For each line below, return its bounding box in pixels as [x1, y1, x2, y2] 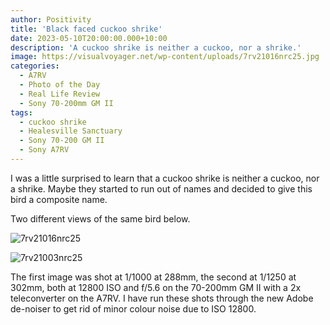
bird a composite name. [10, 193, 108, 205]
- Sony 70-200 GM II [19, 136, 105, 146]
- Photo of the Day [19, 80, 101, 90]
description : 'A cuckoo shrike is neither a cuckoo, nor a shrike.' [10, 42, 302, 53]
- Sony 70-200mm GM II [19, 98, 114, 108]
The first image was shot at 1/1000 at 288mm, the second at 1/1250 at [10, 271, 297, 283]
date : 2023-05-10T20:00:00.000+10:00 [10, 33, 168, 43]
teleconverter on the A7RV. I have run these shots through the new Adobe [10, 292, 314, 304]
